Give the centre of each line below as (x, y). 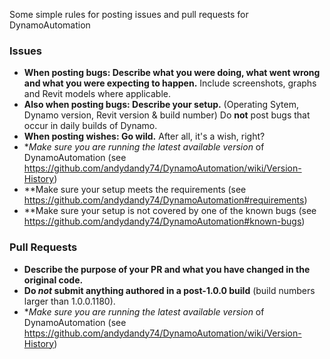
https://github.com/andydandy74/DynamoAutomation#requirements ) (165, 200)
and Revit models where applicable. (97, 94)
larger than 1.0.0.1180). (69, 301)
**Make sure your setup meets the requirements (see (135, 190)
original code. (53, 280)
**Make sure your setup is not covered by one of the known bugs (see (170, 211)
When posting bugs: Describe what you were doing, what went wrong (172, 73)
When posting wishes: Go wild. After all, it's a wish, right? (144, 136)
